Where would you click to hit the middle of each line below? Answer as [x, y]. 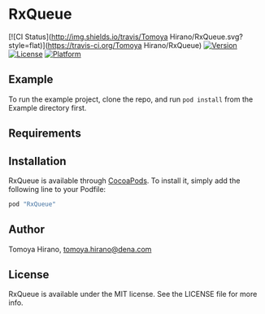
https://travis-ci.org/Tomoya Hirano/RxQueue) [125, 45]
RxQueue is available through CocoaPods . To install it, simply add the [124, 181]
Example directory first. [48, 107]
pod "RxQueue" [33, 204]
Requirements [45, 134]
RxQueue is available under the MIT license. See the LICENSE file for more [133, 294]
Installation [37, 161]
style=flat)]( [28, 45]
